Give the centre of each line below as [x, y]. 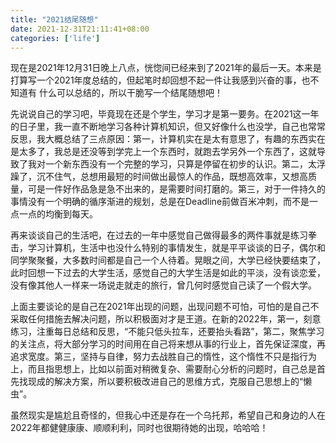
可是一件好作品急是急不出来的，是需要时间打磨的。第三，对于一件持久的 [176, 189]
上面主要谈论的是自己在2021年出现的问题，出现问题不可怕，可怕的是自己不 [165, 307]
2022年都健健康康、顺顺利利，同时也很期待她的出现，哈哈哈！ [139, 428]
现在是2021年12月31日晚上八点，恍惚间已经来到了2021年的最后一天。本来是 [166, 68]
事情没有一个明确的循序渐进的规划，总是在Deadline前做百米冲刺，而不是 [160, 202]
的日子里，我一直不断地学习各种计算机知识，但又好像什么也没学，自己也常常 [168, 127]
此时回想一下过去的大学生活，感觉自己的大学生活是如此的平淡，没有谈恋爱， [168, 273]
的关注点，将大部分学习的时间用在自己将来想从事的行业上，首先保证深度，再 [168, 344]
